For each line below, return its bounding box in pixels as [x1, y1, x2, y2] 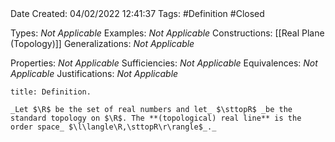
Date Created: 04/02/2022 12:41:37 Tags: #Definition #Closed [10, 8, 265, 19]
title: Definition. [10, 87, 92, 97]
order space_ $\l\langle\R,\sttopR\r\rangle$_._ [10, 122, 217, 132]
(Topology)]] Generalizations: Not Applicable [10, 38, 195, 49]
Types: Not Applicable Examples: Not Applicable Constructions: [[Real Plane [10, 27, 325, 39]
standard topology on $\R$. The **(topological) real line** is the [10, 113, 302, 123]
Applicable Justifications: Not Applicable [10, 68, 179, 79]
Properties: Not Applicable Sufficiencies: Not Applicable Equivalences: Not [10, 57, 318, 69]
